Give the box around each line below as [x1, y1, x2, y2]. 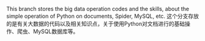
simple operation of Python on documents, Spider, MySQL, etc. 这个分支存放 [6, 12, 199, 20]
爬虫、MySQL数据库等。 [17, 28, 79, 35]
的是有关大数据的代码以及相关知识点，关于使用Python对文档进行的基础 [6, 20, 185, 27]
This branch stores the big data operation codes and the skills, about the [6, 6, 190, 12]
